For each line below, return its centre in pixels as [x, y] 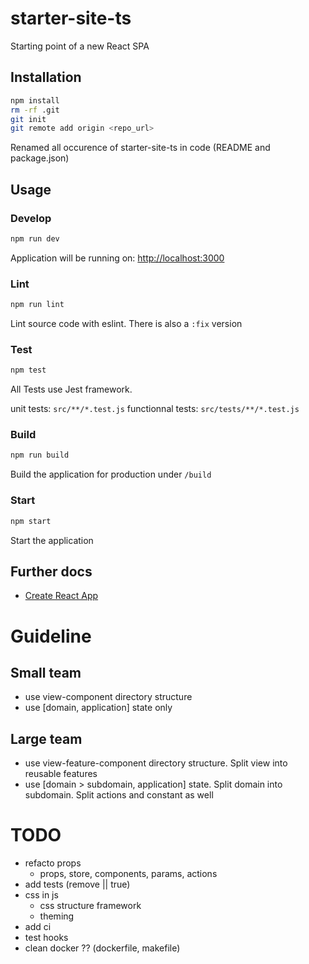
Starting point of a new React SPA [80, 46]
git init [28, 119]
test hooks [46, 938]
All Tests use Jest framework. [71, 389]
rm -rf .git [35, 110]
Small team [46, 672]
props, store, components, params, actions [128, 874]
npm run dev [35, 238]
